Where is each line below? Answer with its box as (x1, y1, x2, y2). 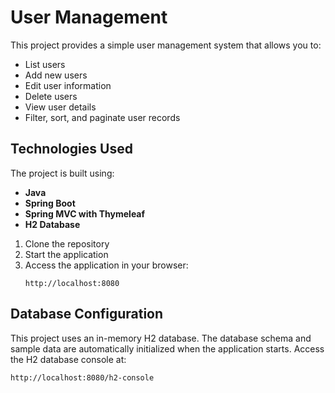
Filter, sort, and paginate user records (24, 111, 181, 123)
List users (24, 58, 66, 70)
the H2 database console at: (10, 353, 127, 365)
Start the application (24, 248, 109, 260)
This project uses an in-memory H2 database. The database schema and (10, 332, 312, 344)
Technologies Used (10, 141, 133, 158)
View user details (24, 101, 97, 113)
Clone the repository (24, 237, 110, 250)
